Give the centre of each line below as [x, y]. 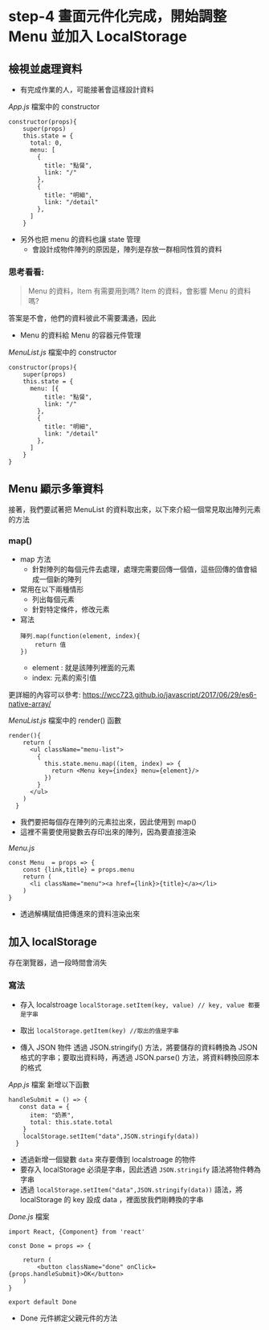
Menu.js [22, 848]
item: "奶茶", [52, 1115]
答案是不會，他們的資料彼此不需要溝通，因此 [82, 318]
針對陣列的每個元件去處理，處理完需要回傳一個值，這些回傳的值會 [141, 569]
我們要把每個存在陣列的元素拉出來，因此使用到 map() [108, 822]
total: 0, [46, 143]
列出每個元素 [53, 600]
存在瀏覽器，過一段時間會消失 [57, 963]
